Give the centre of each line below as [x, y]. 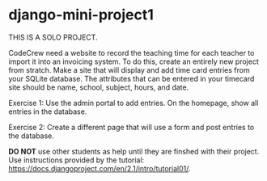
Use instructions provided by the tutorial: [76, 160]
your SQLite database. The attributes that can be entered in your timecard [131, 78]
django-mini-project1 [81, 15]
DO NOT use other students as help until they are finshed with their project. [134, 151]
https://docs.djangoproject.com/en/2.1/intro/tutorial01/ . [100, 168]
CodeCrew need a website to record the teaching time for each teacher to [131, 53]
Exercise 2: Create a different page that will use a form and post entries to [131, 127]
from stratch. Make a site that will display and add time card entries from [129, 69]
